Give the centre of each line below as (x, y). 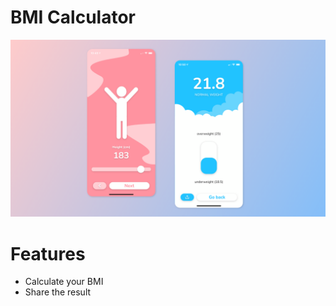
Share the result (58, 292)
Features (48, 253)
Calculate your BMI (64, 282)
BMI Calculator (73, 17)
